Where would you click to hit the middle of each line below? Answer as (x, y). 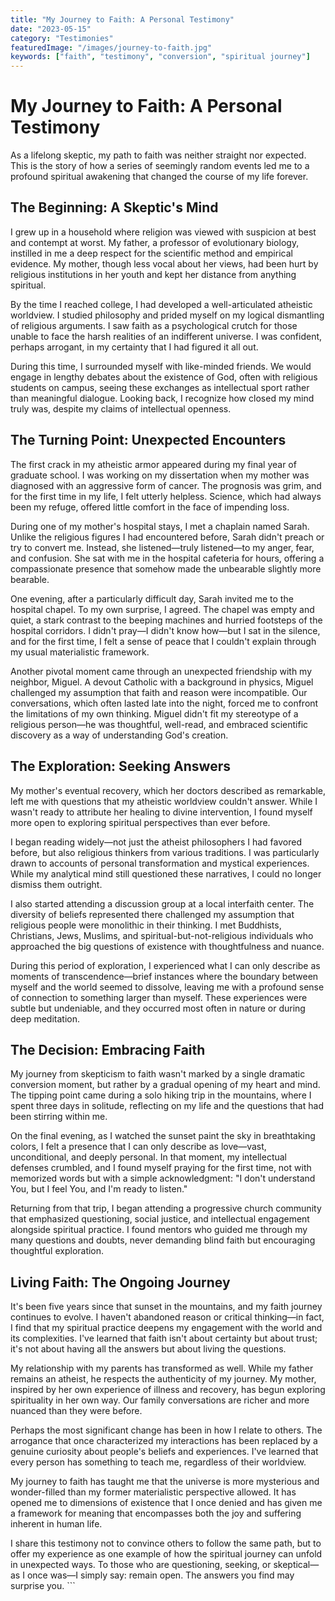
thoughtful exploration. (57, 1251)
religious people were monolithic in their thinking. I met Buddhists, (146, 925)
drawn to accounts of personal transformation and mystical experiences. (160, 863)
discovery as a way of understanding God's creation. (119, 735)
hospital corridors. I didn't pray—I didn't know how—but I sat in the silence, (165, 630)
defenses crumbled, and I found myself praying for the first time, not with (161, 1168)
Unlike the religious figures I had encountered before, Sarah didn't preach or (167, 537)
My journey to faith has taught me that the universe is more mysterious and (165, 1482)
